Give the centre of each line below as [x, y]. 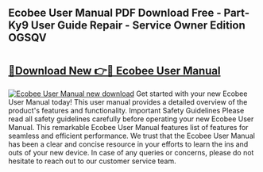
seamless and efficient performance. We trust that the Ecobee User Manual [132, 136]
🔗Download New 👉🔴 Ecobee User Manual [114, 71]
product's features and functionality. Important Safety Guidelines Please [126, 111]
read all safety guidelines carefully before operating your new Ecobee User [131, 119]
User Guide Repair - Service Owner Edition [138, 26]
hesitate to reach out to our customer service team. [92, 161]
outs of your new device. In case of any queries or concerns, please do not [131, 153]
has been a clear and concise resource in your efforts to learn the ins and [128, 144]
